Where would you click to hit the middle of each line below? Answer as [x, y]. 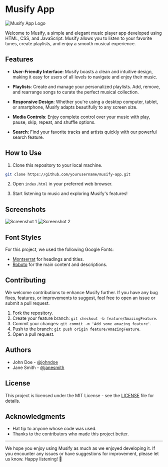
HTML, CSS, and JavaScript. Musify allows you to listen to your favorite [79, 38]
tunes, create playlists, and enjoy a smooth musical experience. [70, 43]
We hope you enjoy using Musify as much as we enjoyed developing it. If [80, 448]
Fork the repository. [33, 313]
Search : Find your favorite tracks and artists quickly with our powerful [84, 132]
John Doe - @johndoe [35, 362]
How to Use [23, 153]
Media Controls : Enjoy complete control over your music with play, [81, 117]
